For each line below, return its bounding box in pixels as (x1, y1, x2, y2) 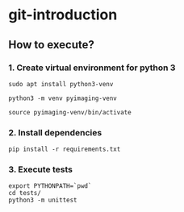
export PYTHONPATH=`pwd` (8, 182, 92, 190)
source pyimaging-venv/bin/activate (8, 108, 132, 116)
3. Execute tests (8, 164, 73, 175)
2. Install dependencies (8, 127, 102, 138)
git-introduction (8, 6, 118, 24)
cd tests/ (8, 189, 42, 197)
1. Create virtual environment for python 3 (8, 62, 176, 73)
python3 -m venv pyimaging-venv (8, 94, 117, 102)
